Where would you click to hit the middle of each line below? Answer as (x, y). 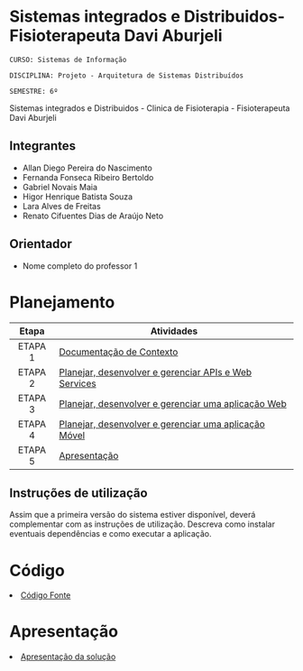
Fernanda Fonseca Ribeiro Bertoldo (88, 177)
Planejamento (62, 302)
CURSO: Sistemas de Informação (68, 60)
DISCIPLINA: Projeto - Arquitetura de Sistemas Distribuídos (127, 75)
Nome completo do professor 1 (80, 266)
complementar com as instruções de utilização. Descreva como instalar (142, 524)
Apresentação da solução (69, 657)
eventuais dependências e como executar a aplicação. (110, 534)
